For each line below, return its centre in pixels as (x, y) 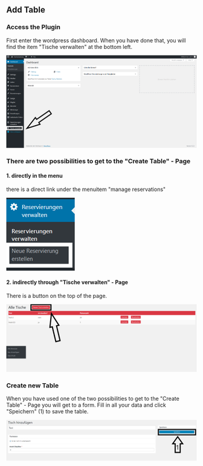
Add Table (26, 10)
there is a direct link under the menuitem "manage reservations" (86, 189)
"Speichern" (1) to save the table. (47, 412)
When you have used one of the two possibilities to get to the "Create (93, 399)
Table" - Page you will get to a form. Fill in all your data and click (86, 405)
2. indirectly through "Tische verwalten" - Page (67, 282)
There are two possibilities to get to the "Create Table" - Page (98, 161)
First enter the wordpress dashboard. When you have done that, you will (96, 40)
